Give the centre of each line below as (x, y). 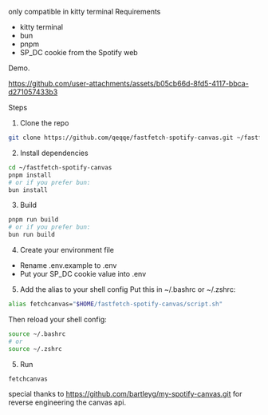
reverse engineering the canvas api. (67, 402)
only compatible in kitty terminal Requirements (85, 12)
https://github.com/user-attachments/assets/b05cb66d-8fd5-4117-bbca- (128, 84)
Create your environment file (67, 250)
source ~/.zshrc (35, 349)
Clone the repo (44, 123)
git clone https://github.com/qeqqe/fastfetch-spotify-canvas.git (121, 138)
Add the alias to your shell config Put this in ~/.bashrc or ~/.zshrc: (128, 289)
